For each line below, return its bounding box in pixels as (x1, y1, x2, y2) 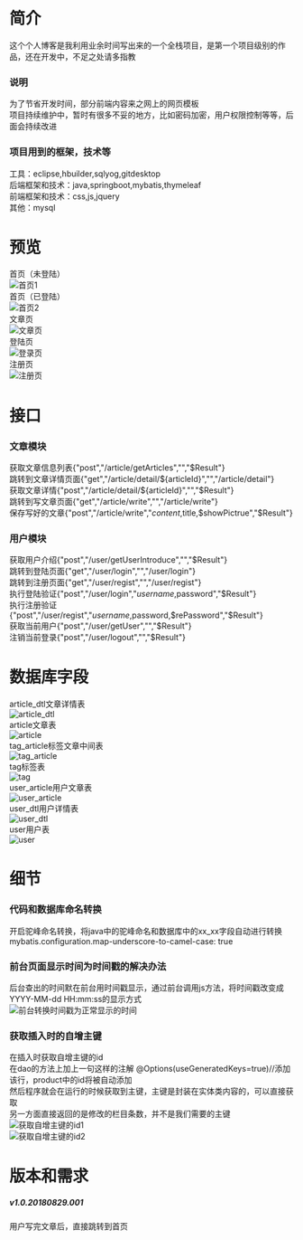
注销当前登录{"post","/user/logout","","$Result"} (9, 632, 187, 643)
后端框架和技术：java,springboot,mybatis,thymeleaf (9, 179, 201, 190)
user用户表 (9, 824, 50, 835)
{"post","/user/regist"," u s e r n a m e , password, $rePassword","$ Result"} (9, 610, 264, 620)
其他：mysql (9, 202, 56, 213)
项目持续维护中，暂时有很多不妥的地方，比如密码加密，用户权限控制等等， (9, 109, 286, 120)
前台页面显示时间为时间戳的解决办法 (9, 960, 167, 972)
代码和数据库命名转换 (9, 904, 102, 916)
